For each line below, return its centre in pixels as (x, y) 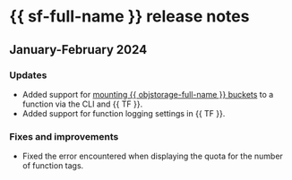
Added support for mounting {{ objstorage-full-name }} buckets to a (148, 94)
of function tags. (53, 166)
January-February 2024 (78, 50)
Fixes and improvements (64, 136)
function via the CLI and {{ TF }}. (82, 104)
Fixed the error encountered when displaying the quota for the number (153, 156)
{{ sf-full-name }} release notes (129, 17)
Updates (28, 75)
